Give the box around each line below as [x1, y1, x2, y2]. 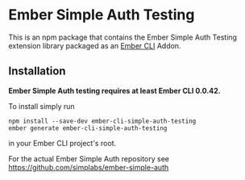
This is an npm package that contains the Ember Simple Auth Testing [8, 32, 238, 42]
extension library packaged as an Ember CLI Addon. [8, 40, 181, 50]
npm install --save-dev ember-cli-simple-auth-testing [8, 117, 197, 125]
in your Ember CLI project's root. [8, 138, 117, 148]
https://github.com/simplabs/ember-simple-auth [8, 162, 169, 172]
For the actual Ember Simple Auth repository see [8, 153, 170, 163]
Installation [8, 65, 66, 78]
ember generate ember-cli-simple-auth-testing [8, 123, 168, 132]
